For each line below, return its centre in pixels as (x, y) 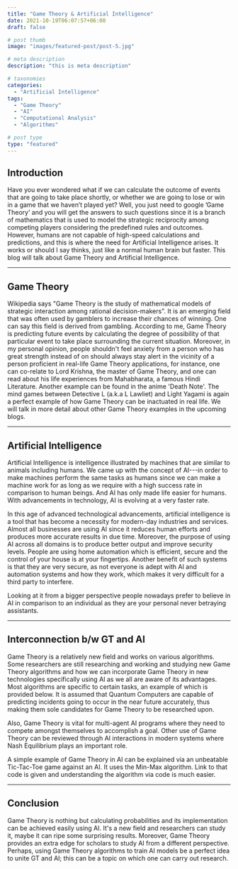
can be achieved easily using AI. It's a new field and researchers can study (117, 828)
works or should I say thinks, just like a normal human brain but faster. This (117, 250)
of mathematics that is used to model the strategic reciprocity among (108, 220)
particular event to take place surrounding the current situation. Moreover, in (119, 342)
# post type (25, 138)
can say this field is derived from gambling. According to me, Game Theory (117, 326)
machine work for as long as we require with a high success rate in (105, 486)
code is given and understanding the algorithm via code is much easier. (112, 774)
